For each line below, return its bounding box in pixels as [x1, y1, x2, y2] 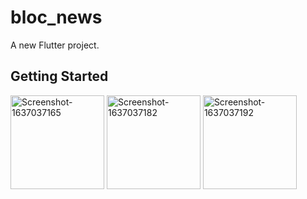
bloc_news [10, 6, 103, 29]
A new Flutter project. [10, 39, 100, 51]
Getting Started [10, 68, 109, 85]
